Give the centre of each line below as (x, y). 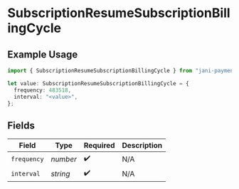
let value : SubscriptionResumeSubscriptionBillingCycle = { (99, 83)
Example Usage (43, 54)
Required (99, 146)
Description (142, 146)
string (60, 173)
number (64, 159)
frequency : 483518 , (43, 90)
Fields (21, 125)
